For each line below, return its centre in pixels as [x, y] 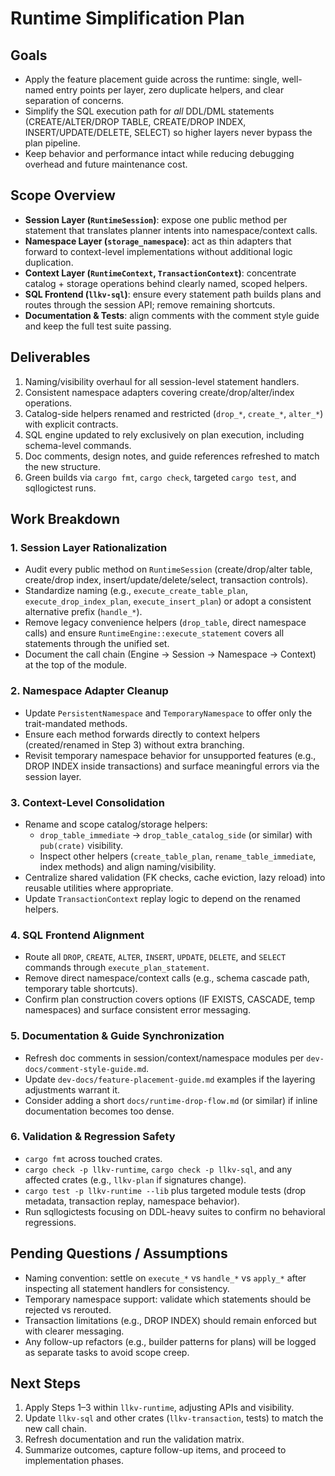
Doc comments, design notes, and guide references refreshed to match [172, 456]
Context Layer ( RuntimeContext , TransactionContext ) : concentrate [160, 273]
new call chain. [55, 1429]
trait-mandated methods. [76, 723]
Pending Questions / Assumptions [119, 1253]
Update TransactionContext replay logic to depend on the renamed [162, 898]
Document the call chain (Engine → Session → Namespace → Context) [170, 654]
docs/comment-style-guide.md [85, 1069]
